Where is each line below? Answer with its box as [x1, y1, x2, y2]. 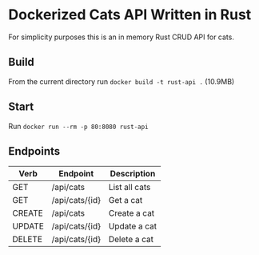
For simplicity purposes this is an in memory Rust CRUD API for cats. [8, 32, 234, 42]
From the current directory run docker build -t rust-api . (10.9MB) [8, 76, 235, 86]
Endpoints [8, 144, 61, 158]
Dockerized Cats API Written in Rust [8, 6, 252, 24]
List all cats [108, 182, 151, 193]
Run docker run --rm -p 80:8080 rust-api [8, 121, 149, 131]
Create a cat [108, 208, 155, 219]
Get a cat [108, 195, 143, 206]
